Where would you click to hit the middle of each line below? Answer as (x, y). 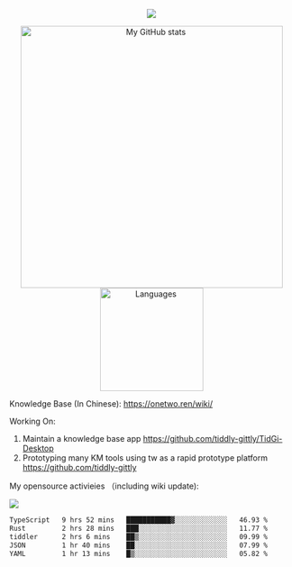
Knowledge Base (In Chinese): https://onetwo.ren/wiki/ (111, 404)
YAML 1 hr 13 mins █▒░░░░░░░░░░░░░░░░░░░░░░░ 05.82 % (139, 553)
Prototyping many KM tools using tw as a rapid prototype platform (145, 458)
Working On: (32, 421)
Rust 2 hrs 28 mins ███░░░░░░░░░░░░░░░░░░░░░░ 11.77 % (139, 528)
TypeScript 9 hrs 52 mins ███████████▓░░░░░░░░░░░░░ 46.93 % (139, 520)
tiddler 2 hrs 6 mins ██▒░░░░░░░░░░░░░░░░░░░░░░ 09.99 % (139, 536)
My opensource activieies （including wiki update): (105, 486)
